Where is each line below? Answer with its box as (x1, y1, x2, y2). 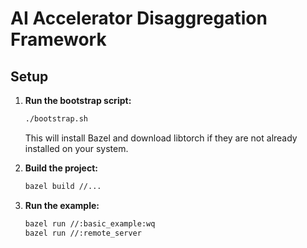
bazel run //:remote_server (24, 228, 142, 238)
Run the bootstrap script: (24, 95, 132, 106)
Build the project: (24, 162, 98, 174)
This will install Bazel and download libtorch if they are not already (24, 132, 298, 144)
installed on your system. (24, 142, 129, 154)
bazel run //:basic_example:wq (24, 218, 156, 229)
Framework (10, 28, 107, 51)
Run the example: (24, 199, 100, 211)
